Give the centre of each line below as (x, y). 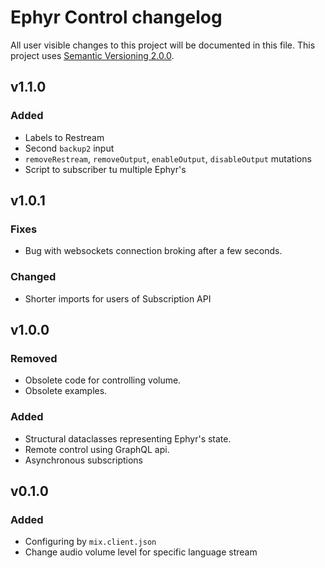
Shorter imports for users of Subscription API (118, 298)
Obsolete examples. (66, 391)
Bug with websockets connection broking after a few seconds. (153, 251)
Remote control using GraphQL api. (97, 449)
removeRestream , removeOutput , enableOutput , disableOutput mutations (168, 158)
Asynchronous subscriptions (83, 460)
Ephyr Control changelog (116, 17)
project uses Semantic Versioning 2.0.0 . (92, 55)
